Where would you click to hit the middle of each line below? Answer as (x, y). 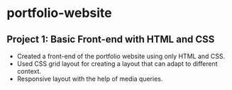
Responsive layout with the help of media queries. (90, 79)
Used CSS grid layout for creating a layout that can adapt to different (117, 64)
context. (29, 71)
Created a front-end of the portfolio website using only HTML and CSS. (121, 56)
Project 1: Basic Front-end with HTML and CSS (111, 39)
